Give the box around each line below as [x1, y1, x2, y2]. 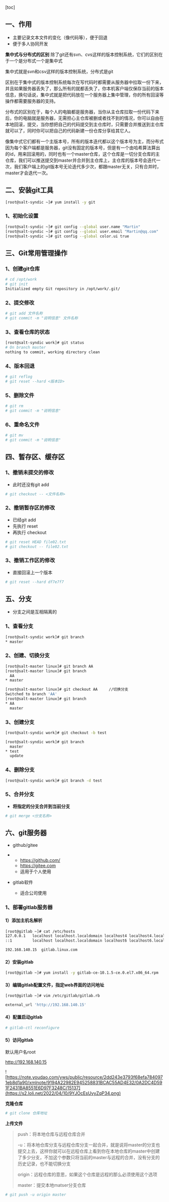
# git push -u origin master [5, 1192, 66, 1197]
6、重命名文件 [5, 421, 40, 428]
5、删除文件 [5, 391, 34, 398]
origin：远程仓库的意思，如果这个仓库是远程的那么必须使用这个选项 [17, 1171, 157, 1178]
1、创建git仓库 [5, 265, 40, 272]
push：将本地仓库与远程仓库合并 [17, 1131, 86, 1138]
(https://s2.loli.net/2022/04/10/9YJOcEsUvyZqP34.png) [5, 1090, 121, 1096]
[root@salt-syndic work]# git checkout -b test [5, 730, 107, 735]
